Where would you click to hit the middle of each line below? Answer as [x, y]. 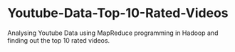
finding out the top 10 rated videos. [59, 40]
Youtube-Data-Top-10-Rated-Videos [118, 13]
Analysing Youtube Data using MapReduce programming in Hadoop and [113, 33]
